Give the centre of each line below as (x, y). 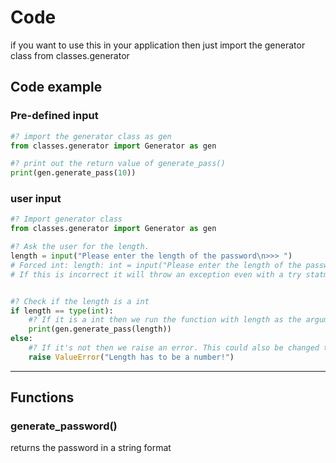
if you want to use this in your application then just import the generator (158, 45)
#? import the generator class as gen (91, 136)
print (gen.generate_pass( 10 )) (73, 173)
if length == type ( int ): (62, 311)
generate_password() (64, 426)
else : (21, 339)
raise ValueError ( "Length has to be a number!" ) (131, 357)
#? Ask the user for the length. (80, 247)
